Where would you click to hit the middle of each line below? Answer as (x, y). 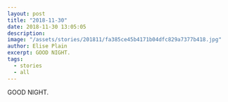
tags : (15, 59)
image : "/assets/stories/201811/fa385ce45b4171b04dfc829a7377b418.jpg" (114, 40)
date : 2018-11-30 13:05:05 (47, 27)
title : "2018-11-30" (38, 20)
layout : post (26, 14)
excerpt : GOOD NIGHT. (39, 53)
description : (26, 33)
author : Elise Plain (38, 46)
